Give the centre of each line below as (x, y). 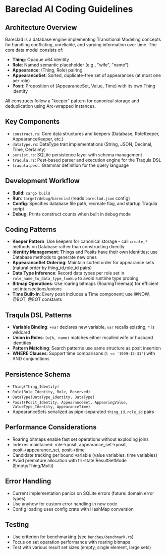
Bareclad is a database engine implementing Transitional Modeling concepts (83, 39)
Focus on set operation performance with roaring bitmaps (71, 542)
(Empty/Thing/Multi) (33, 466)
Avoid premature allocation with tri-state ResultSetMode (70, 460)
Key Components (32, 122)
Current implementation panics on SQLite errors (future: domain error (83, 493)
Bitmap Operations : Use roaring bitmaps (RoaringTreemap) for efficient (85, 283)
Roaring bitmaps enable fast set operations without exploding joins (80, 439)
